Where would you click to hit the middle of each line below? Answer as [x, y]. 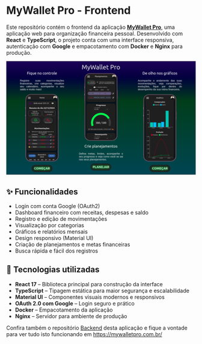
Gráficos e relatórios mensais [51, 232]
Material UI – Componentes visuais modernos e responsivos [90, 297]
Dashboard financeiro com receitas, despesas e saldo [82, 212]
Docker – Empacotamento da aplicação [64, 310]
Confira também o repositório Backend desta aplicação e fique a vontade [97, 328]
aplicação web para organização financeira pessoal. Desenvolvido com [95, 33]
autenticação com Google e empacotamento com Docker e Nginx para [95, 46]
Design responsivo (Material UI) [54, 238]
